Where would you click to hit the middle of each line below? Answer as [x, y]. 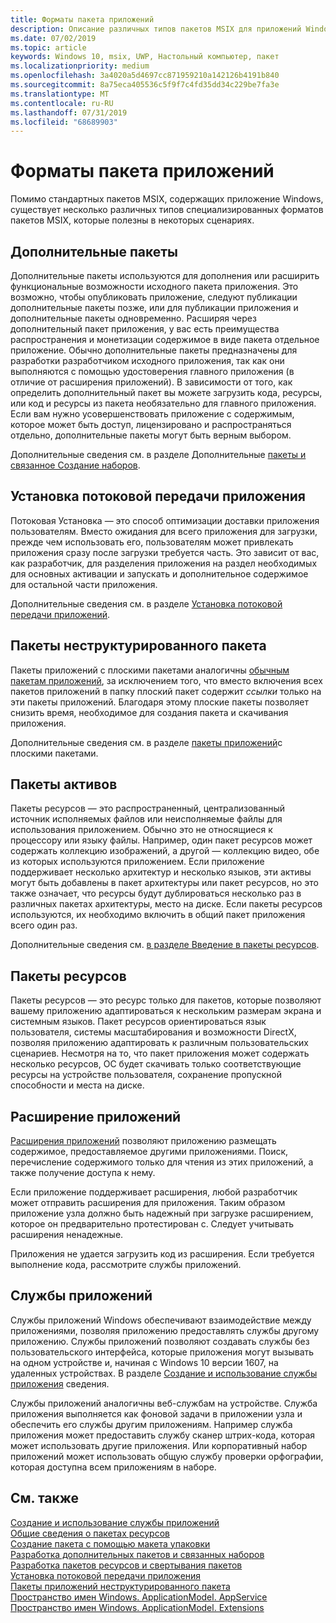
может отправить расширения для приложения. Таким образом [148, 1203]
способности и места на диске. [77, 1085]
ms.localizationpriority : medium [80, 66]
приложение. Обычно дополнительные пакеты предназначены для [154, 350]
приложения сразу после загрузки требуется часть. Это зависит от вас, [165, 552]
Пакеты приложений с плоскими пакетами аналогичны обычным [150, 670]
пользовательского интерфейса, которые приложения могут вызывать [162, 1352]
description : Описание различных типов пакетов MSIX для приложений [156, 29]
